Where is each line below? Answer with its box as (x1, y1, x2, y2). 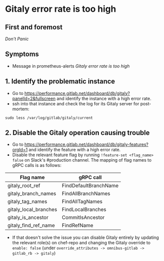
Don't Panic (5, 36, 29, 42)
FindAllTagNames (62, 198, 103, 205)
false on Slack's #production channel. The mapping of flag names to (12, 157, 152, 163)
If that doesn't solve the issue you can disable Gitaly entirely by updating (12, 235, 159, 240)
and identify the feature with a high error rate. (28, 147, 121, 153)
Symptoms (5, 50, 39, 58)
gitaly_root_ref (7, 182, 41, 189)
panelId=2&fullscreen (12, 95, 56, 101)
